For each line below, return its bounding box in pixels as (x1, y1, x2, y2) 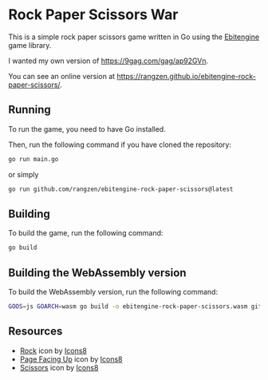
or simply (8, 169, 39, 179)
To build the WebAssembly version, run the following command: (8, 287, 218, 296)
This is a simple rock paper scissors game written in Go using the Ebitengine (8, 32, 260, 42)
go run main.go (8, 155, 59, 163)
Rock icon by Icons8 (19, 346, 88, 355)
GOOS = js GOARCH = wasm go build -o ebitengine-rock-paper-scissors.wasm (8, 303, 248, 311)
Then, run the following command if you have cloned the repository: (8, 140, 231, 149)
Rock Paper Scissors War (8, 6, 179, 24)
